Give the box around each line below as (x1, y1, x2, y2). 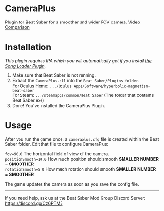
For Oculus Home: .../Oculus (12, 83, 72, 89)
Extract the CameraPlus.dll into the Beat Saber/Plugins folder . (12, 77, 140, 83)
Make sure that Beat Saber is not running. (12, 72, 96, 78)
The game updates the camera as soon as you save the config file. (5, 181, 139, 187)
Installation (5, 42, 52, 53)
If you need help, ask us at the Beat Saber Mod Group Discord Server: (5, 195, 145, 201)
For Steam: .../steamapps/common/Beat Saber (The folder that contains (12, 92, 154, 98)
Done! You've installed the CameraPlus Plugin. (12, 102, 106, 108)
